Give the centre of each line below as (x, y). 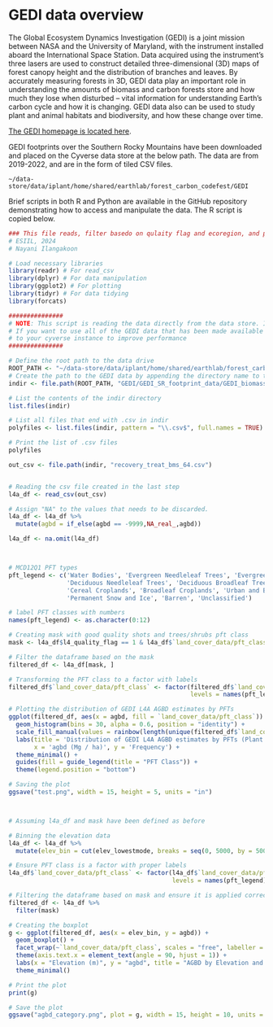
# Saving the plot (39, 784)
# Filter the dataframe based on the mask (81, 657)
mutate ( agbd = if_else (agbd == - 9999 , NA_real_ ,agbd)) (108, 524)
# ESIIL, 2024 (32, 241)
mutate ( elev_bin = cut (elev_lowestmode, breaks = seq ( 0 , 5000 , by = (134, 851)
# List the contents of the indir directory (85, 398)
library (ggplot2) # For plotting (65, 286)
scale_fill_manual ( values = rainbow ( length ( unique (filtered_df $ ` (129, 732)
